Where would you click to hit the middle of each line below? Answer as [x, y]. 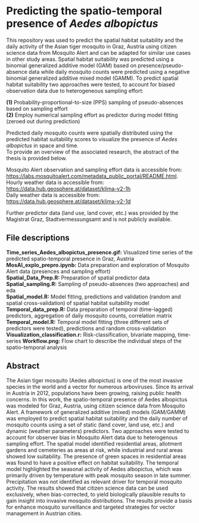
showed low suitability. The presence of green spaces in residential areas [96, 456]
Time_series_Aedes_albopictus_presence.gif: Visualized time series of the [99, 252]
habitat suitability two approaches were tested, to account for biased [91, 84]
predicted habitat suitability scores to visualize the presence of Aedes [92, 139]
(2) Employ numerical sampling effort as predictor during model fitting [92, 115]
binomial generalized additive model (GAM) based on [71, 65]
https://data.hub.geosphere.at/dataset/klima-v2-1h [69, 188]
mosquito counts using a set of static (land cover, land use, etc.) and [90, 425]
